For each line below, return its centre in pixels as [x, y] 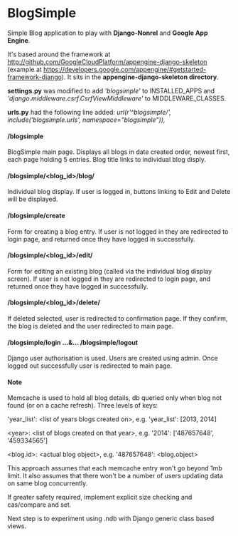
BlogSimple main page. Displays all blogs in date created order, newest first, [119, 152]
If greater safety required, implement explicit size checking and [100, 498]
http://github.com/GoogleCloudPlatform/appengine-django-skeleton [107, 61]
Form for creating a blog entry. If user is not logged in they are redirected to [118, 231]
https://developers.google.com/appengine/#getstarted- [125, 69]
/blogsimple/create [36, 215]
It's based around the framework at [59, 54]
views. [17, 526]
